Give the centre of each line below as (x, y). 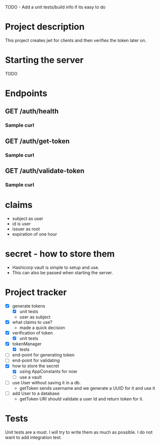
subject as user (28, 218)
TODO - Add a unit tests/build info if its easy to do (55, 7)
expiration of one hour (34, 234)
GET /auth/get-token (37, 141)
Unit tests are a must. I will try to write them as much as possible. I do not (79, 432)
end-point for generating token (43, 355)
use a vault (31, 377)
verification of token (32, 333)
